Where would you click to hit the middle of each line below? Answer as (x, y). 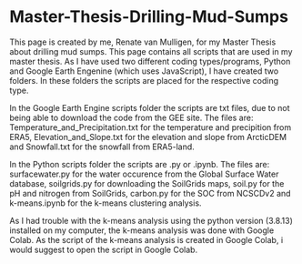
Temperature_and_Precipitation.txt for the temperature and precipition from (151, 127)
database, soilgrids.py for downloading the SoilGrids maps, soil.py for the (147, 183)
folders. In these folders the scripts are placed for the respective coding (144, 80)
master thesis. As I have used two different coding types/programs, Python (150, 61)
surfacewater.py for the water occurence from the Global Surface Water (144, 174)
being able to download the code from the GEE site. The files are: (131, 117)
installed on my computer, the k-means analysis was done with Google (142, 230)
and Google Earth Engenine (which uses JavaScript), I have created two (144, 71)
